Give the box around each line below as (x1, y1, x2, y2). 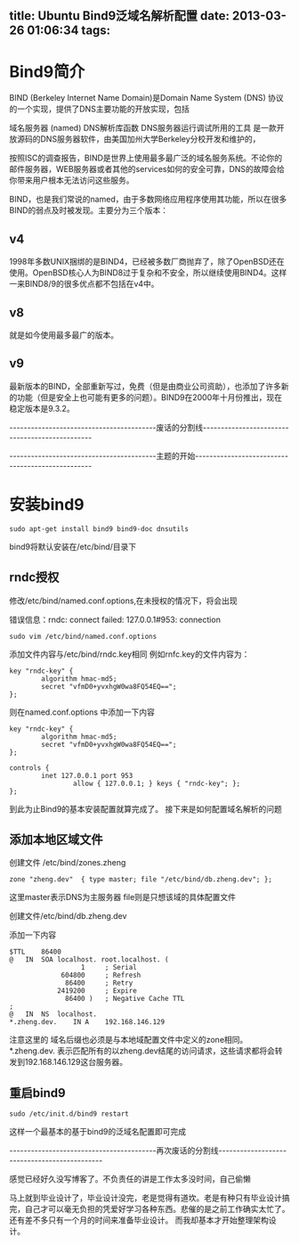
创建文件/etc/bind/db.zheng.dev (9, 911, 127, 921)
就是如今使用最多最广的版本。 (9, 329, 118, 340)
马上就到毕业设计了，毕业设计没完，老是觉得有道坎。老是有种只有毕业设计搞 (9, 1192, 290, 1203)
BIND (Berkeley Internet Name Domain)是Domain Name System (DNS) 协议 (9, 93, 285, 103)
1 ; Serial (80, 963, 138, 972)
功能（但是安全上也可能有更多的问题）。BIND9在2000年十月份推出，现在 (16, 391, 283, 403)
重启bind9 (9, 1085, 66, 1101)
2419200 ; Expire (56, 987, 138, 995)
